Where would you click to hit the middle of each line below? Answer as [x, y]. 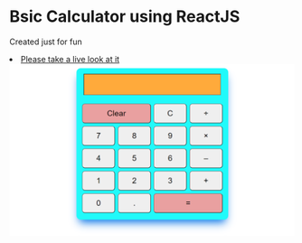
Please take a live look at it [71, 59]
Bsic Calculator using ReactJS [125, 17]
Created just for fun [46, 42]
